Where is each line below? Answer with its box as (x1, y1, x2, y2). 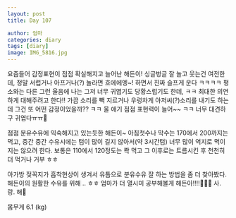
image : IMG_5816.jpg (7, 49, 68, 56)
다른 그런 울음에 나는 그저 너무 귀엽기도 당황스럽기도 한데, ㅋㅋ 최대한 (25, 87, 216, 95)
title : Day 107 (7, 17, 52, 24)
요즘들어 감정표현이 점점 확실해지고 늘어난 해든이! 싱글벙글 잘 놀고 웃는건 (7, 70, 206, 78)
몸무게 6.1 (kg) (7, 202, 47, 211)
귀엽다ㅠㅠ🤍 (14, 114, 48, 122)
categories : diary (7, 36, 61, 43)
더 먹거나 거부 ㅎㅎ (7, 155, 58, 163)
